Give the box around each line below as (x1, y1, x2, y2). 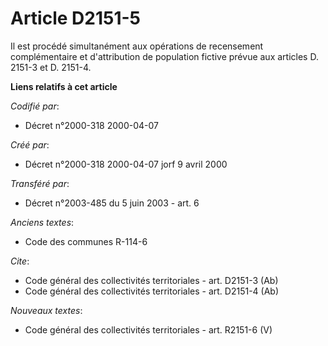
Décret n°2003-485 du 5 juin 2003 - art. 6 (24, 197, 200, 209)
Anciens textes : (10, 216, 75, 228)
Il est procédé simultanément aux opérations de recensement (10, 40, 264, 52)
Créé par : (10, 138, 50, 151)
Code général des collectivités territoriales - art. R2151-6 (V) (24, 323, 273, 336)
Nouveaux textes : (10, 304, 83, 316)
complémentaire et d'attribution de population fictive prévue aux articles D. (10, 50, 319, 62)
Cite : (10, 255, 30, 267)
